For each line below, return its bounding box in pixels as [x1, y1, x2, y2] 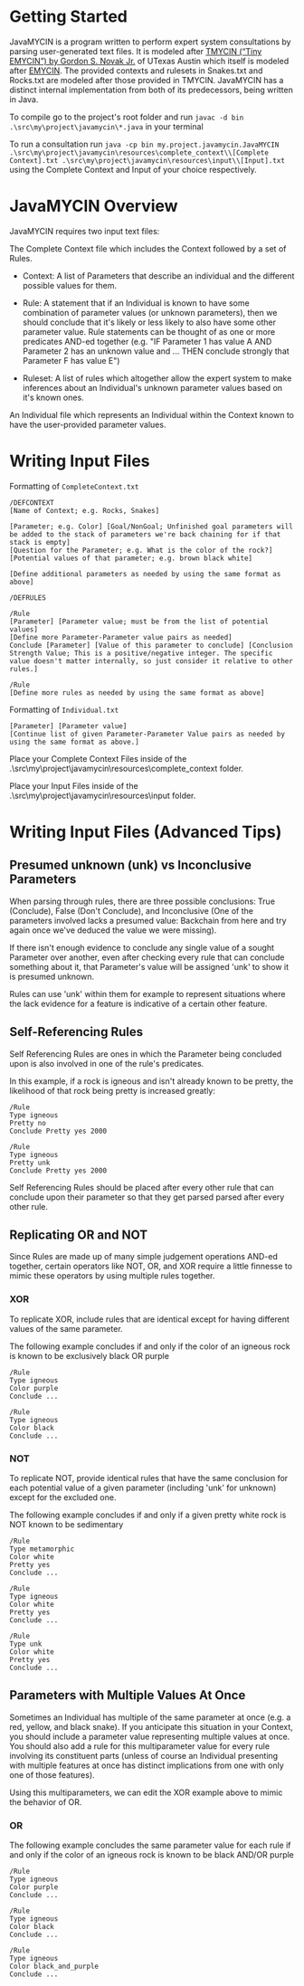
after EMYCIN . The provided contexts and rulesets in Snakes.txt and [9, 65, 263, 76]
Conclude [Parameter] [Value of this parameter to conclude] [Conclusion [9, 641, 294, 650]
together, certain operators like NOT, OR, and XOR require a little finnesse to [9, 1260, 292, 1272]
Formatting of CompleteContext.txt [9, 480, 139, 491]
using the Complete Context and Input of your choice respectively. [9, 164, 257, 175]
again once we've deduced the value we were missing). [9, 925, 217, 936]
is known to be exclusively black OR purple [9, 1350, 170, 1361]
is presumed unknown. [9, 971, 95, 982]
